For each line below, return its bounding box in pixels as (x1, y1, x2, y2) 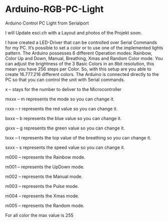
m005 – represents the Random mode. (5, 202, 85, 208)
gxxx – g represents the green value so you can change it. (5, 125, 125, 131)
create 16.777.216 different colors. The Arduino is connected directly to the (5, 71, 159, 77)
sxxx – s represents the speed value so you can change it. (5, 144, 125, 150)
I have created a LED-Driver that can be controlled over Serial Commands (5, 39, 157, 45)
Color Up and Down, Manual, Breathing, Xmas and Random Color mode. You (5, 55, 163, 61)
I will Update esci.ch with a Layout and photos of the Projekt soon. (5, 29, 142, 35)
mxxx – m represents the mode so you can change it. (5, 96, 115, 102)
